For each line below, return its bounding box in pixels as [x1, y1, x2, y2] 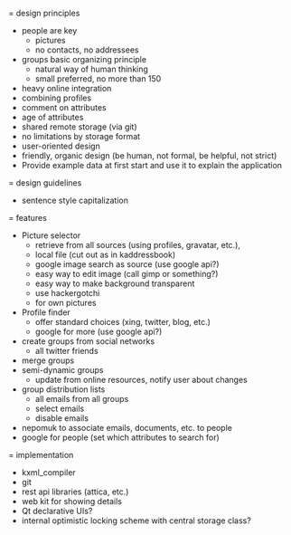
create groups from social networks [21, 336, 155, 347]
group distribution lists [21, 384, 106, 395]
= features [8, 213, 47, 223]
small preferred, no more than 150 [34, 73, 162, 84]
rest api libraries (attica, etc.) [21, 486, 129, 497]
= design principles [8, 8, 80, 18]
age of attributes [21, 112, 84, 122]
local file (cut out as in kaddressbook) [34, 249, 176, 260]
